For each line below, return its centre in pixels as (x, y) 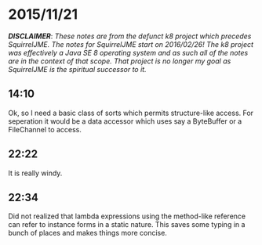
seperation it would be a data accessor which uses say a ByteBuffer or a (125, 121)
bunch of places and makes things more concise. (87, 233)
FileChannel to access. (45, 129)
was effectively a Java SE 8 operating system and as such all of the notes (128, 52)
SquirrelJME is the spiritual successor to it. (77, 69)
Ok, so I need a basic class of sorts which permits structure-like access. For (131, 113)
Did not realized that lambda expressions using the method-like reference (127, 216)
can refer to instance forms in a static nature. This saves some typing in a (127, 225)
